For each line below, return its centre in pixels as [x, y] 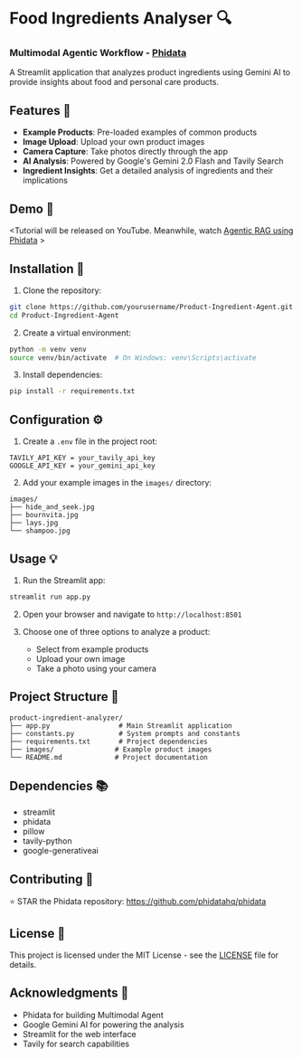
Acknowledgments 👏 [69, 993]
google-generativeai [61, 851]
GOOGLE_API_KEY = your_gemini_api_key [82, 466]
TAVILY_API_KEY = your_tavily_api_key [82, 458]
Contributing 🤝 [52, 879]
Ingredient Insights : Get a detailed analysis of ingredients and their [148, 171]
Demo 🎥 [32, 208]
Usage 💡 [33, 558]
